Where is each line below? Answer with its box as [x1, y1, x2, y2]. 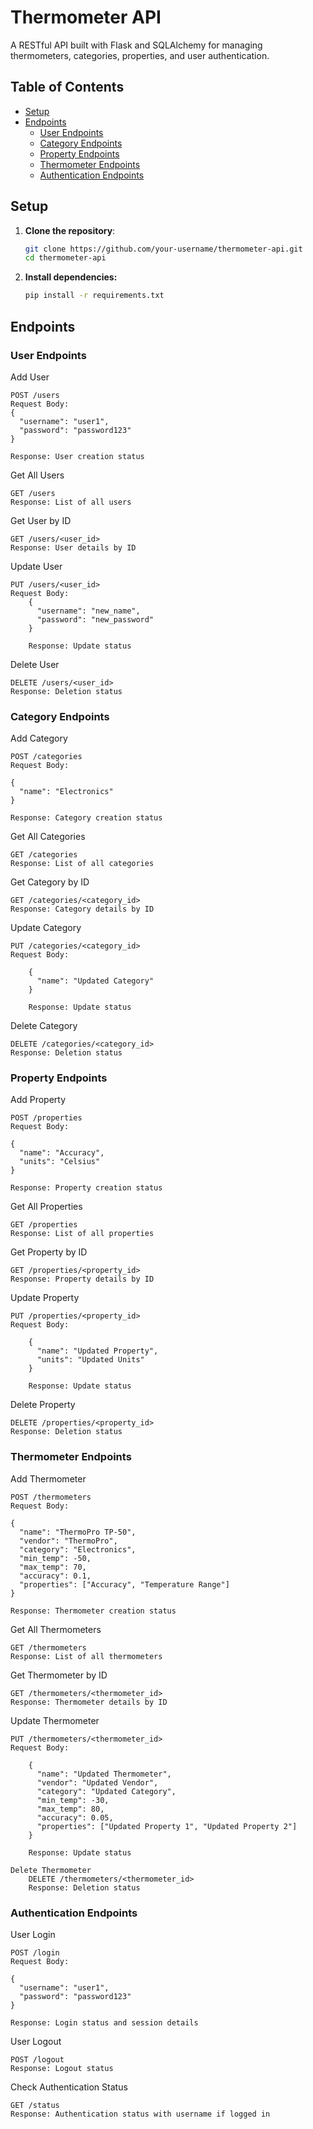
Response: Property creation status [10, 1183, 163, 1193]
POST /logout [10, 2055, 65, 2065]
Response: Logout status [10, 2064, 114, 2074]
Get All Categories [10, 831, 86, 843]
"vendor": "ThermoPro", [19, 1536, 118, 1546]
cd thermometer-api [24, 253, 107, 263]
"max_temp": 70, [19, 1562, 87, 1572]
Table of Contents [10, 79, 125, 96]
